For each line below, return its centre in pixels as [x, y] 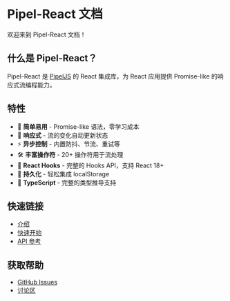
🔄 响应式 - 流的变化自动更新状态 [63, 135]
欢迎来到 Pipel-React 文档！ [47, 34]
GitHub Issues [37, 282]
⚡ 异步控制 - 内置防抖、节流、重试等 [69, 144]
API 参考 [29, 241]
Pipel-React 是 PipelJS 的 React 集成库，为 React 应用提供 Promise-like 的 [112, 76]
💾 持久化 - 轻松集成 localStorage [63, 174]
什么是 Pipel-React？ [52, 58]
